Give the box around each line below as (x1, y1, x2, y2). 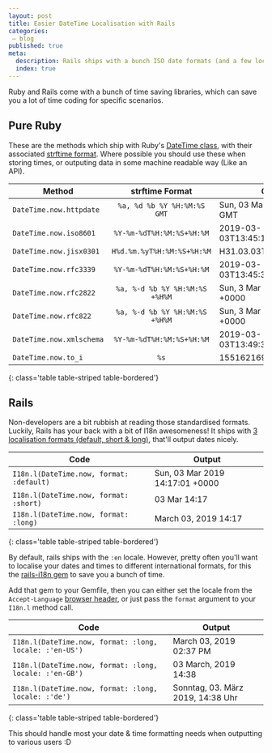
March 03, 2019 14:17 (154, 513, 243, 525)
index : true (15, 65, 57, 73)
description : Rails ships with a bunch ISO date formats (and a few (15, 57, 252, 66)
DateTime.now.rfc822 (12, 311, 91, 321)
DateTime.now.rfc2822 (12, 288, 96, 297)
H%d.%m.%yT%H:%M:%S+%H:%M (112, 246, 212, 256)
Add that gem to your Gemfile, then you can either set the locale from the (8, 585, 253, 595)
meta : (8, 49, 27, 57)
